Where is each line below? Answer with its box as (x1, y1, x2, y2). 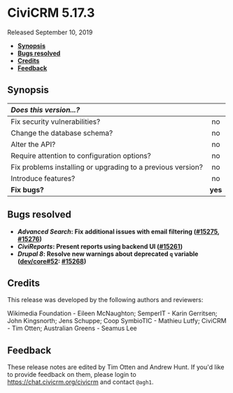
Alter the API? (10, 139, 56, 149)
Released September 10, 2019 (7, 28, 93, 36)
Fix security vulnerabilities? (10, 117, 101, 127)
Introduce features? (10, 173, 76, 183)
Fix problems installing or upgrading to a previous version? (10, 162, 203, 172)
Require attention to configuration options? (10, 150, 152, 160)
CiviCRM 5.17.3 (7, 5, 95, 21)
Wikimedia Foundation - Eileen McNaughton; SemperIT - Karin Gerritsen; (7, 309, 218, 317)
